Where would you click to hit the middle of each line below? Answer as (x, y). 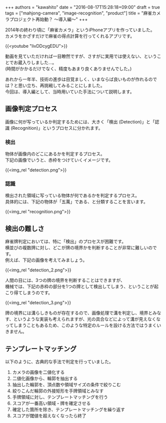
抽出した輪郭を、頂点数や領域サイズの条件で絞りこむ (67, 385)
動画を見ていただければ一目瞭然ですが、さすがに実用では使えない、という (81, 56)
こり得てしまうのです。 (29, 293)
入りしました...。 (39, 62)
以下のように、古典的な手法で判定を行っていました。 (59, 362)
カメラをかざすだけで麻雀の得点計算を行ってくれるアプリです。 (70, 36)
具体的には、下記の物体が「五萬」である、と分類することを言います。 (77, 202)
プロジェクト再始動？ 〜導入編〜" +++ (49, 19)
